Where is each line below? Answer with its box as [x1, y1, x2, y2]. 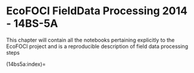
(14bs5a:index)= [6, 61, 46, 68]
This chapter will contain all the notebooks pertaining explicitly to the [6, 36, 175, 43]
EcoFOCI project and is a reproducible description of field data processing [6, 43, 189, 50]
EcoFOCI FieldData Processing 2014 [6, 4, 187, 18]
